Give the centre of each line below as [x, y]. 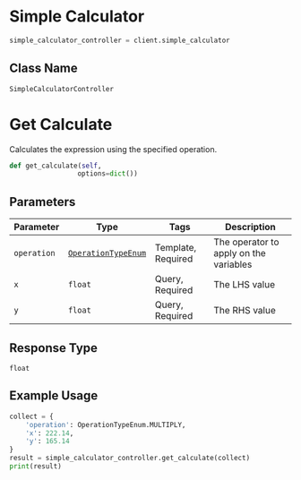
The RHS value [245, 311]
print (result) [36, 467]
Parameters [43, 202]
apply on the [240, 253]
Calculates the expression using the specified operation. [113, 149]
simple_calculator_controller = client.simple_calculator [120, 40]
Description [250, 227]
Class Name [43, 69]
